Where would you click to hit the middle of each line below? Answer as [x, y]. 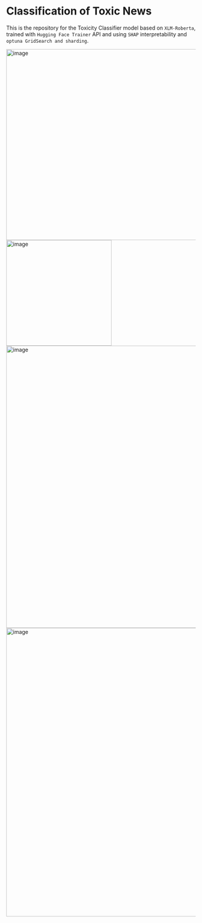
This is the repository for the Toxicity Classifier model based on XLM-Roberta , [101, 28]
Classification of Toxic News [79, 11]
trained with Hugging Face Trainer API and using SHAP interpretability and [97, 34]
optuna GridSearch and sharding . [47, 40]
